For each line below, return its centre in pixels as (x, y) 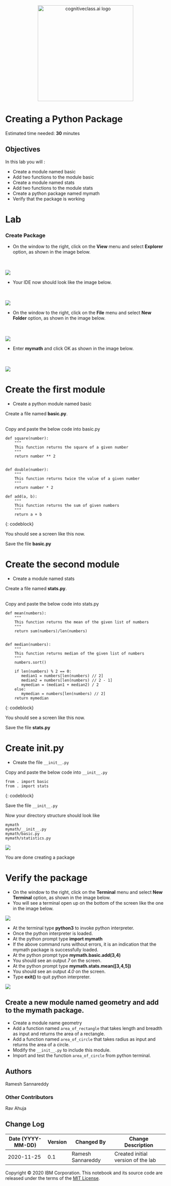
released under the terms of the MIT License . (53, 1178)
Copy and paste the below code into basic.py (53, 429)
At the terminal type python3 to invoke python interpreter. (73, 928)
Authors (19, 1072)
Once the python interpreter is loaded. (53, 933)
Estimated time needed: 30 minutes (42, 133)
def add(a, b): (21, 497)
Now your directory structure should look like (53, 816)
